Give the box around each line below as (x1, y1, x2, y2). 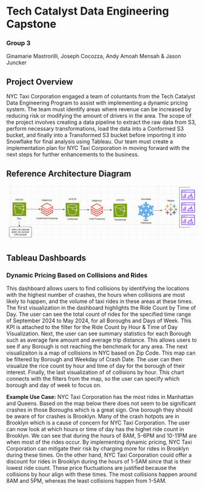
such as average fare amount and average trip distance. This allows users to (6, 336, 197, 344)
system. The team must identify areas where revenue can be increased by (6, 106, 192, 113)
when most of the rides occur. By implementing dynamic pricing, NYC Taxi (6, 438, 192, 446)
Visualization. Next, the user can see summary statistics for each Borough (6, 330, 191, 338)
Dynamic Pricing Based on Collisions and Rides (6, 271, 148, 280)
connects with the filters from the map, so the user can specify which (6, 375, 180, 383)
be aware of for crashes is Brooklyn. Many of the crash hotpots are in (6, 413, 180, 420)
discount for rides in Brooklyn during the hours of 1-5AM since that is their (6, 458, 191, 465)
